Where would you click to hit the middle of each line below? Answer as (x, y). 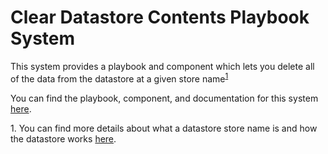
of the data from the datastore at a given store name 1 (119, 78)
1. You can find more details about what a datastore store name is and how (164, 128)
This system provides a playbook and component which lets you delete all (162, 66)
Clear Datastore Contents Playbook (160, 17)
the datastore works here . (63, 138)
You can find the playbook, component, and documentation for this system (164, 98)
